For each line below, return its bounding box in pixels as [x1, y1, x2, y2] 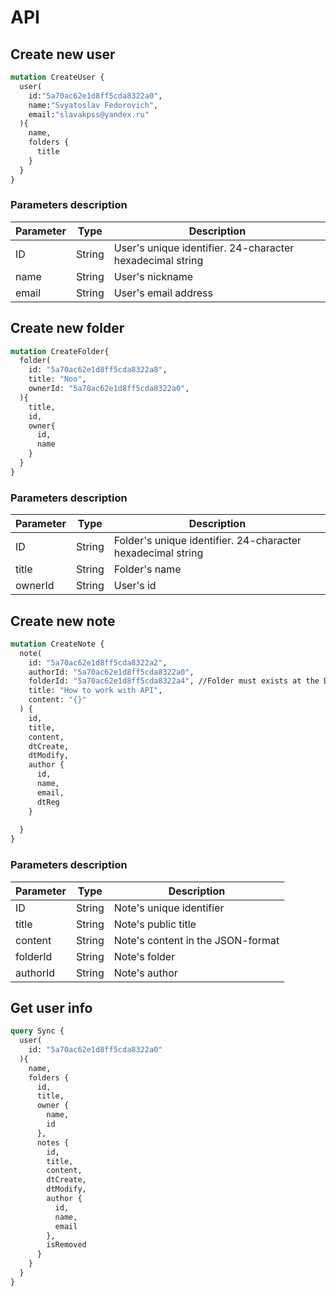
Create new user [10, 46, 116, 63]
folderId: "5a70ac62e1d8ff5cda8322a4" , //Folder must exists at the [28, 676, 320, 686]
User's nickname [113, 269, 194, 283]
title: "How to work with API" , [28, 686, 163, 696]
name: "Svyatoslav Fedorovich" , [28, 100, 159, 110]
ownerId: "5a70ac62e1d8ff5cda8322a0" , [28, 384, 190, 394]
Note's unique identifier [113, 901, 225, 915]
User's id [113, 579, 157, 593]
